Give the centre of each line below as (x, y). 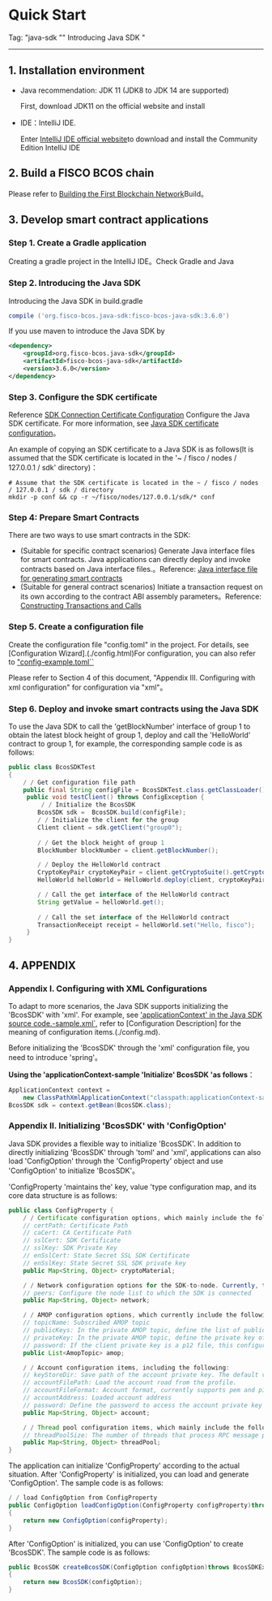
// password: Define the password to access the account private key (143, 1405)
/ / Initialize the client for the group (108, 820)
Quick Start (47, 15)
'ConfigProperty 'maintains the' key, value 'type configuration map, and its (132, 1187)
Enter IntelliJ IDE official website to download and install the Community (138, 139)
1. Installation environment (76, 71)
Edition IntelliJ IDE (50, 147)
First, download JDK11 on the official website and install (113, 106)
